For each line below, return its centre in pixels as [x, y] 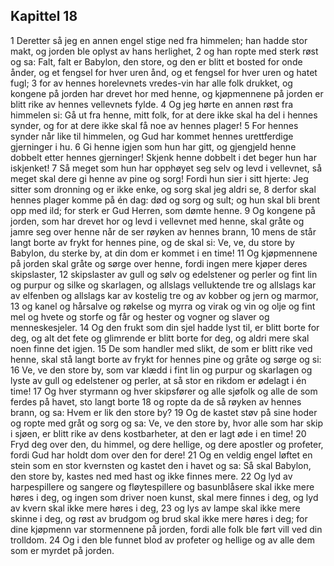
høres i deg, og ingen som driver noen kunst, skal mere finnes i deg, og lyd [164, 497]
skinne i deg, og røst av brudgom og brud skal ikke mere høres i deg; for [159, 518]
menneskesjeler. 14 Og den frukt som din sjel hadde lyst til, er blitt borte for [165, 327]
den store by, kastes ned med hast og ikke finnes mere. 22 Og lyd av [151, 476]
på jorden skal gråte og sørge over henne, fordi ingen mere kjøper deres [159, 263]
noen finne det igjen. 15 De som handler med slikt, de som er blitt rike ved [161, 348]
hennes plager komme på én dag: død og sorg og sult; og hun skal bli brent [165, 200]
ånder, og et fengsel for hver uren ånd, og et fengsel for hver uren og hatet [164, 72]
